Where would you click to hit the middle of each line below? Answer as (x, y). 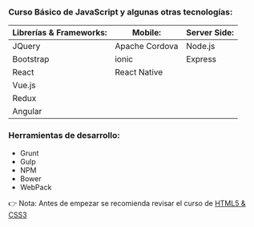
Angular (27, 111)
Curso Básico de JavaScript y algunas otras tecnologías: (121, 12)
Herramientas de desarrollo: (64, 136)
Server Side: (210, 33)
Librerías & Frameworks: (60, 33)
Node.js (200, 47)
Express (201, 59)
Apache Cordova (147, 47)
